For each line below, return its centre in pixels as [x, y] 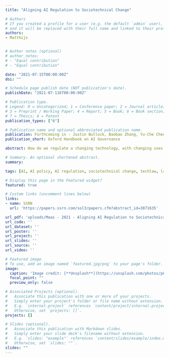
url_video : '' [20, 250]
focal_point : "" [27, 278]
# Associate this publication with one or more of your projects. [78, 296]
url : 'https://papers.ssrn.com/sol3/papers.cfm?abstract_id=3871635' [84, 208]
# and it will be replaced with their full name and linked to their [80, 28]
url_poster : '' [21, 231]
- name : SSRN [19, 204]
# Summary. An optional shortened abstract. [53, 157]
